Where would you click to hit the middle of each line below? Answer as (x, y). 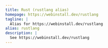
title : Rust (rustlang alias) (37, 10)
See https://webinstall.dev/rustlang (50, 38)
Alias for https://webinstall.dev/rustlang (56, 24)
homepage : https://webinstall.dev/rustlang (52, 14)
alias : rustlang (22, 28)
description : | (21, 33)
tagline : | (17, 19)
